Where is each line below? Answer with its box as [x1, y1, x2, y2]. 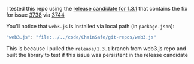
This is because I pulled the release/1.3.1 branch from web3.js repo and [6, 44, 187, 52]
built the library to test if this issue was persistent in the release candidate [6, 51, 189, 58]
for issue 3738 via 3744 [6, 11, 65, 18]
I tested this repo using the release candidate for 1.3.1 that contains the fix [6, 5, 187, 12]
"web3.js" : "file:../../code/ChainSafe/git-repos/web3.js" [6, 34, 157, 40]
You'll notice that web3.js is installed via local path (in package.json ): [6, 23, 175, 30]
